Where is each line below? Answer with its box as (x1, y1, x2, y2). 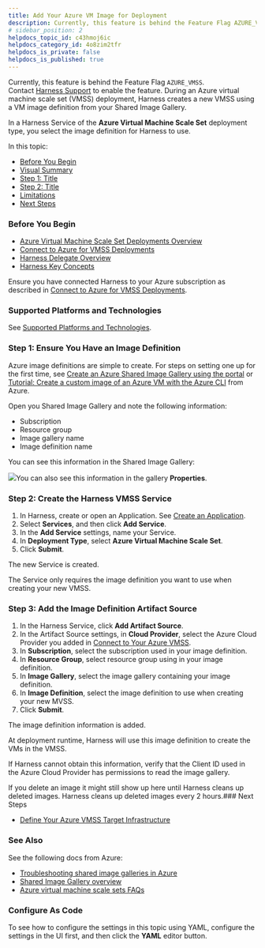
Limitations (19, 190, 56, 200)
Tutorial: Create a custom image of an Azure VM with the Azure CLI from (8, 377, 244, 387)
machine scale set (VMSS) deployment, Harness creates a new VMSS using (8, 94, 255, 103)
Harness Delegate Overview (19, 254, 112, 263)
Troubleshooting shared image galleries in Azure (19, 868, 177, 878)
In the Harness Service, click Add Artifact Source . (19, 621, 184, 630)
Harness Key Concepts (19, 261, 95, 271)
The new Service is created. (8, 560, 100, 570)
